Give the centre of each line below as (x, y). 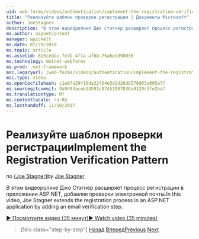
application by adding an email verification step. (65, 207)
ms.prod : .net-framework (37, 67)
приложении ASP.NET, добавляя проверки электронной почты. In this (94, 194)
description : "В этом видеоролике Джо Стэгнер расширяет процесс (88, 28)
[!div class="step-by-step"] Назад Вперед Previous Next (89, 230)
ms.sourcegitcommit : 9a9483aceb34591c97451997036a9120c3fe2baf (86, 89)
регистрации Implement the (76, 147)
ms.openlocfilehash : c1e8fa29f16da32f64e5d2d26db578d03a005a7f (86, 84)
